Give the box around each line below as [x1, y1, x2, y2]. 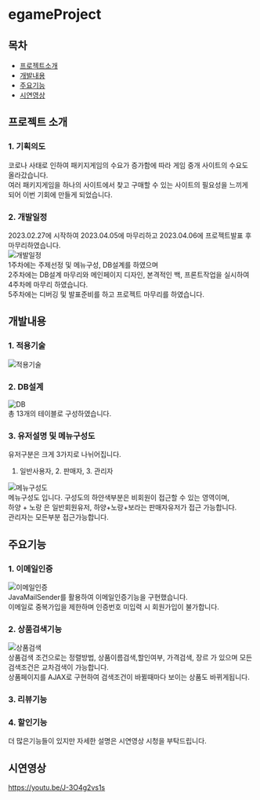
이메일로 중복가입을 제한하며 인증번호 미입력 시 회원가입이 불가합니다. [8, 602, 219, 612]
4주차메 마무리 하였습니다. [8, 279, 88, 289]
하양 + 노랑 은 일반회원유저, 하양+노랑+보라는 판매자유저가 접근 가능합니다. [8, 502, 237, 512]
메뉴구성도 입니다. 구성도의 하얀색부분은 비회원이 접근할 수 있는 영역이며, [8, 493, 229, 502]
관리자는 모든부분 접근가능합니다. [8, 513, 110, 522]
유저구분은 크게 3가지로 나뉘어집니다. [8, 450, 121, 459]
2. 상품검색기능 [8, 623, 63, 634]
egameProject [8, 5, 102, 24]
